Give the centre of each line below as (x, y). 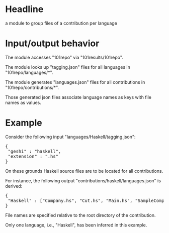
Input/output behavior (52, 43)
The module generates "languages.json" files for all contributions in (75, 82)
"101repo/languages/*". (29, 72)
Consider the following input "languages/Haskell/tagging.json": (70, 137)
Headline (24, 9)
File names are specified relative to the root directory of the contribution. (80, 215)
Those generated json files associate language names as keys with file (78, 97)
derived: (14, 186)
